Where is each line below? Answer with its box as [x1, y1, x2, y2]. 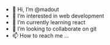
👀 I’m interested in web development [12, 12, 105, 19]
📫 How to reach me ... [12, 32, 69, 39]
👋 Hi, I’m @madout [12, 6, 59, 13]
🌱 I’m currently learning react [12, 19, 86, 26]
